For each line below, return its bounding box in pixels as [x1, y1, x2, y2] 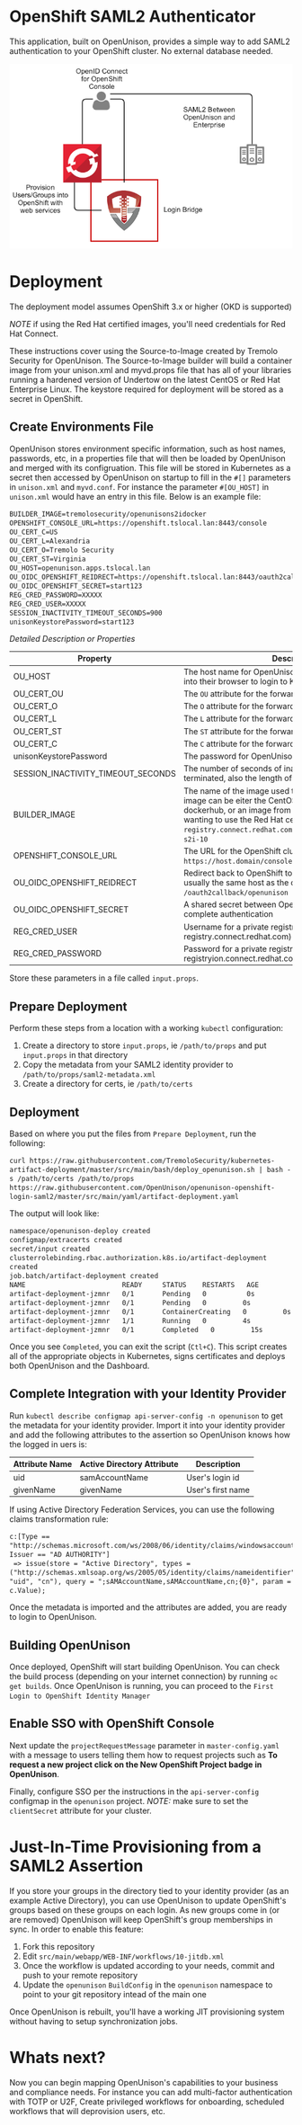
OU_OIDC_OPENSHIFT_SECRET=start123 [9, 582, 143, 591]
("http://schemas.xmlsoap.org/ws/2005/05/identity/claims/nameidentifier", [9, 1569, 299, 1578]
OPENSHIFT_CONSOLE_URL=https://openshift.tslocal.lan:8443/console [9, 519, 268, 528]
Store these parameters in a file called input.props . [9, 973, 200, 983]
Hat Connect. [9, 328, 58, 339]
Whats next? [9, 2048, 106, 2068]
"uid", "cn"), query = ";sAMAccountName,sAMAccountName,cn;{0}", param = [9, 1578, 292, 1587]
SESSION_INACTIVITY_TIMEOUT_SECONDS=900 [9, 609, 164, 618]
